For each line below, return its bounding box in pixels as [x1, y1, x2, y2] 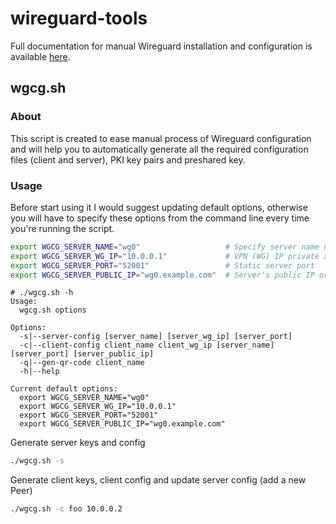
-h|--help [19, 367, 60, 377]
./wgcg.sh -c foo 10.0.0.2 [10, 504, 123, 514]
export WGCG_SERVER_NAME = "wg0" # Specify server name [10, 242, 320, 252]
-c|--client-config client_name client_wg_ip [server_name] [19, 340, 275, 351]
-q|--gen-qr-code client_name [19, 358, 145, 368]
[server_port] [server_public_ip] [10, 349, 155, 359]
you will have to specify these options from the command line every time [10, 212, 310, 224]
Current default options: [10, 384, 118, 394]
